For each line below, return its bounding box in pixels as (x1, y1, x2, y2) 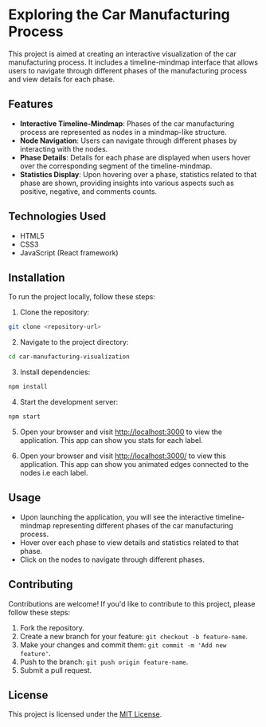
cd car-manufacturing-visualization (8, 353, 130, 361)
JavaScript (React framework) (19, 247, 119, 257)
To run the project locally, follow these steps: (8, 292, 155, 302)
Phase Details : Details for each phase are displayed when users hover (19, 152, 251, 162)
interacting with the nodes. (19, 144, 108, 153)
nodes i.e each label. (19, 468, 88, 477)
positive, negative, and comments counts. (19, 186, 158, 196)
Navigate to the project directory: (19, 338, 129, 347)
